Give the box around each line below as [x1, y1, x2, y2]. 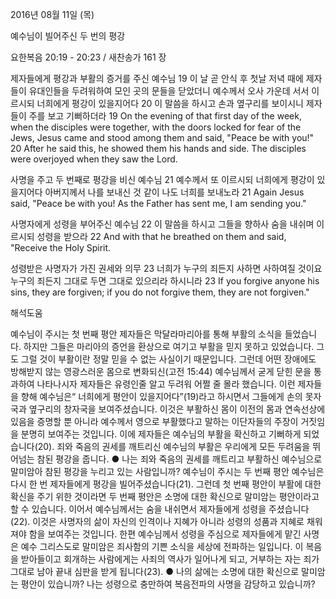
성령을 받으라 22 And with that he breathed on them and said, [36, 231, 287, 242]
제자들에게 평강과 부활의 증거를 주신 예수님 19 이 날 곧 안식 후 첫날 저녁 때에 [10, 73, 304, 84]
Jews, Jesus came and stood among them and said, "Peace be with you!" [10, 132, 315, 143]
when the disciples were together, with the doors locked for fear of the [10, 121, 302, 133]
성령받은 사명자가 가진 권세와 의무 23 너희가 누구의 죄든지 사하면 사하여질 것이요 [10, 263, 323, 274]
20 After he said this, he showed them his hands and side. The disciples [10, 143, 307, 154]
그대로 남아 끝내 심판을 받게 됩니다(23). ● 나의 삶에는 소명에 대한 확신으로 [10, 566, 300, 577]
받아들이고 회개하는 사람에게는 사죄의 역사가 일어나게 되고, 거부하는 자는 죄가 [20, 553, 320, 565]
